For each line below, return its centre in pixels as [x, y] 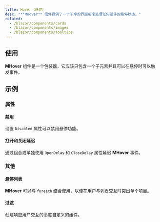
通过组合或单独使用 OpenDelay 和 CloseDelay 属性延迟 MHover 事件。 [74, 153]
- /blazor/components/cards [38, 23]
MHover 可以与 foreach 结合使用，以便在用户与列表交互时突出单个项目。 [78, 191]
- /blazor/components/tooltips [41, 32]
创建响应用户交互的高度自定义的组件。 [43, 214]
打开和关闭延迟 [20, 140]
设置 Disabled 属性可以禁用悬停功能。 [43, 129]
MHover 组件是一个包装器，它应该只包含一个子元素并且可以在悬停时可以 [78, 66]
